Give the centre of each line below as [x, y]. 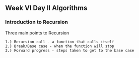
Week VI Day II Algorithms [46, 8]
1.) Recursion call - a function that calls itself [60, 42]
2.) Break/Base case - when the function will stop [60, 46]
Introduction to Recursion [37, 22]
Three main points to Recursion [37, 33]
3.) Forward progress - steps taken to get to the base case [70, 50]
